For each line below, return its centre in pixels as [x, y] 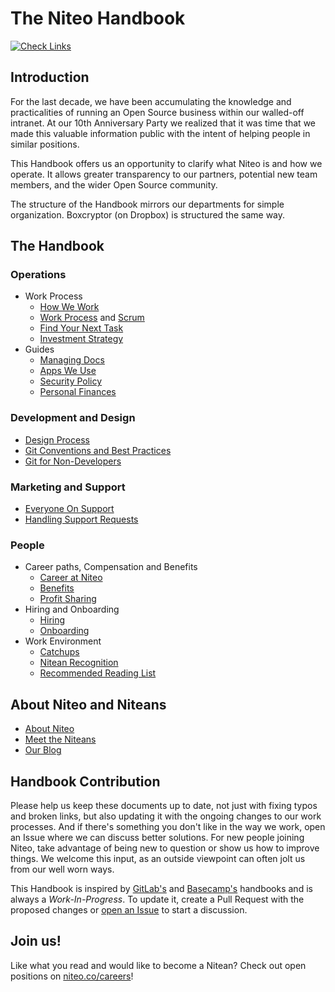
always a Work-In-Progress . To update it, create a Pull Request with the [157, 899]
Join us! [36, 941]
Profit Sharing [68, 599]
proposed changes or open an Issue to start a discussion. [129, 909]
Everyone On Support [69, 509]
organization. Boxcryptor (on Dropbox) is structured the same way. [148, 214]
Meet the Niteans [60, 739]
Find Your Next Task [81, 328]
